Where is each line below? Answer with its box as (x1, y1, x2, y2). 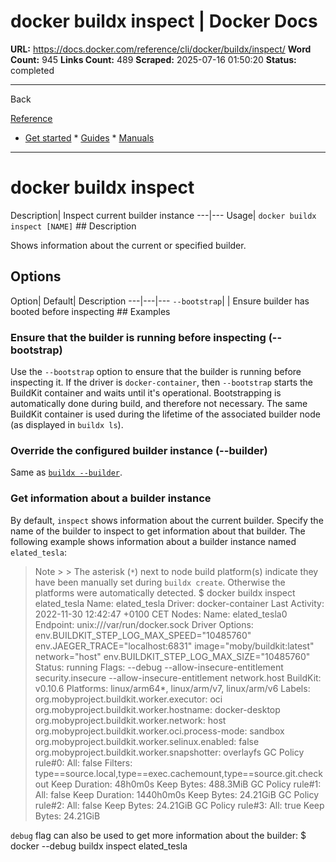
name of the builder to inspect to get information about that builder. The (10, 525, 306, 537)
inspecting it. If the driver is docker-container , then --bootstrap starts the (10, 376, 314, 388)
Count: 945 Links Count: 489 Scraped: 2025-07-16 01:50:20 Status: (10, 53, 297, 65)
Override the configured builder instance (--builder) (10, 443, 268, 457)
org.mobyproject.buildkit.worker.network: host (34, 714, 227, 726)
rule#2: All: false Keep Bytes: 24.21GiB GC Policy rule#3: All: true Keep (34, 799, 325, 811)
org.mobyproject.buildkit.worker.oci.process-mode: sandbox (34, 725, 285, 737)
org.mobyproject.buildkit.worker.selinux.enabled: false (34, 735, 260, 747)
